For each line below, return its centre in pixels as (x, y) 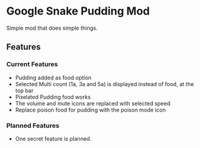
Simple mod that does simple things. (52, 28)
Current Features (32, 64)
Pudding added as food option (53, 78)
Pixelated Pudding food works (53, 97)
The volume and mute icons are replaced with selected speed (93, 103)
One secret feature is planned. (53, 138)
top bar (24, 90)
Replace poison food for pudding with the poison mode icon (90, 110)
